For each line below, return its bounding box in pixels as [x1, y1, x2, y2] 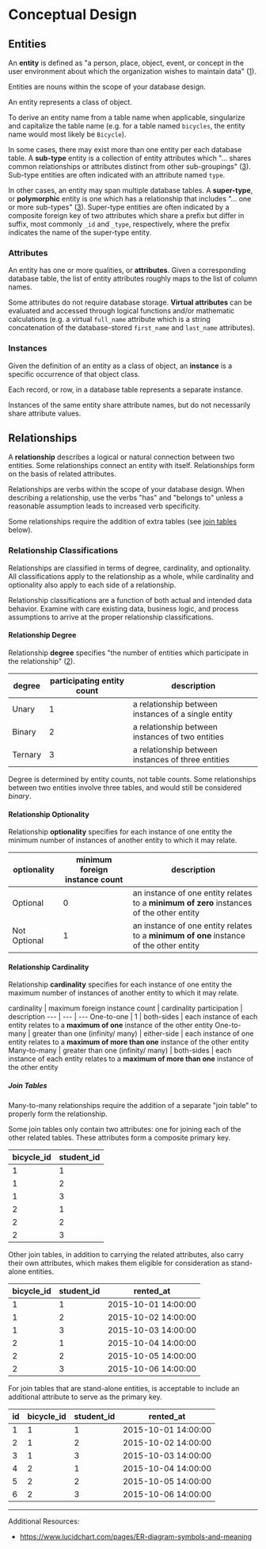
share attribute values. [8, 408, 82, 418]
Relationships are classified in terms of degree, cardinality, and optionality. [8, 563, 251, 573]
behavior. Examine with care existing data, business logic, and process [8, 604, 239, 613]
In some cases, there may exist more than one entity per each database [8, 145, 242, 154]
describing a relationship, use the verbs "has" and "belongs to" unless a [8, 493, 244, 503]
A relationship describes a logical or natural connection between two [8, 452, 235, 462]
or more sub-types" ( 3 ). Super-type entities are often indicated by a [8, 202, 230, 212]
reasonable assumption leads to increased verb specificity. [8, 501, 201, 511]
